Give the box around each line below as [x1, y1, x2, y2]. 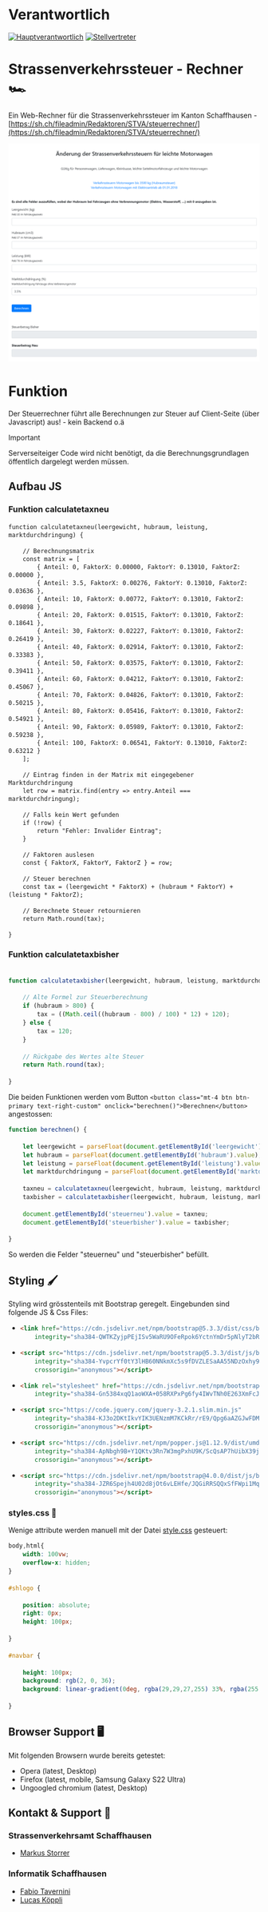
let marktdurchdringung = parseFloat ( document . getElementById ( [22, 1168, 238, 1176]
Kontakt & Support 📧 [8, 1806, 112, 1820]
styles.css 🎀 [8, 1508, 57, 1519]
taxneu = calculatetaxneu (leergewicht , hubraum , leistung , [22, 1185, 223, 1193]
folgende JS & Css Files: [8, 1308, 89, 1317]
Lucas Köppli [19, 1894, 63, 1904]
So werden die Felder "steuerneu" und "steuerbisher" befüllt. [8, 1249, 210, 1260]
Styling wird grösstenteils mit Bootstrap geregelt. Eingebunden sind [8, 1299, 230, 1309]
